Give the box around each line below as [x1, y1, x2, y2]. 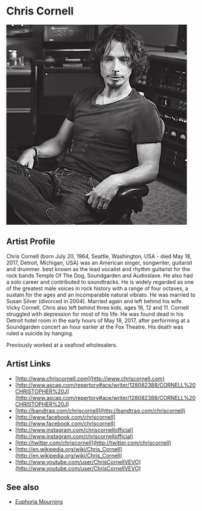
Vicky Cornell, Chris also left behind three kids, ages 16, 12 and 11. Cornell [6, 304, 189, 311]
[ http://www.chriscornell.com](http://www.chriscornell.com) [14, 374, 165, 382]
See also [6, 482, 39, 492]
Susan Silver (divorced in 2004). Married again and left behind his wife [6, 297, 182, 304]
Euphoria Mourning [14, 498, 63, 506]
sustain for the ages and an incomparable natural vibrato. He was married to [6, 291, 196, 298]
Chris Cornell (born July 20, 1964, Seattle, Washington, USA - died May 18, [6, 252, 192, 260]
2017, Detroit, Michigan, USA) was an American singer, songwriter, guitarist [6, 259, 193, 266]
